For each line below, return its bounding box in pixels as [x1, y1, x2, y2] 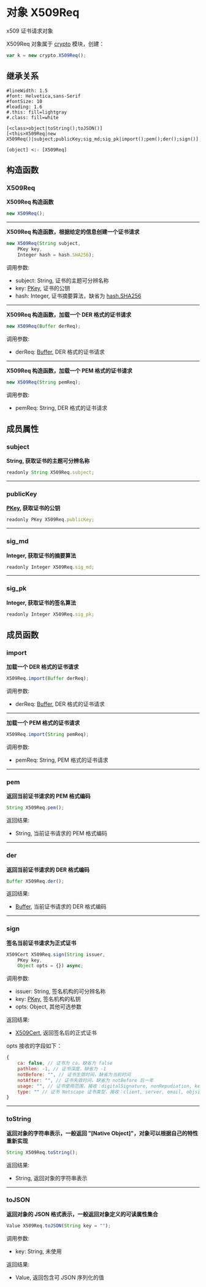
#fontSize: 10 [6, 98, 43, 104]
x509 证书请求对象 [6, 27, 53, 34]
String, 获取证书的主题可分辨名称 [6, 457, 90, 465]
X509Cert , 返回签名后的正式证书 [15, 1029, 97, 1037]
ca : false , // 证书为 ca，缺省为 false [17, 1060, 113, 1067]
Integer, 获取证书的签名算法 [6, 599, 77, 606]
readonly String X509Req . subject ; [6, 470, 95, 476]
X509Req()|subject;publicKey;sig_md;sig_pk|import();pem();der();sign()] [6, 136, 199, 142]
